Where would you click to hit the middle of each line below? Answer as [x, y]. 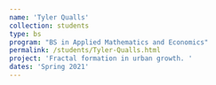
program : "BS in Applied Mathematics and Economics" [109, 42]
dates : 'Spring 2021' [49, 67]
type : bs [25, 34]
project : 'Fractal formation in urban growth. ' [101, 58]
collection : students [49, 26]
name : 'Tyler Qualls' [49, 17]
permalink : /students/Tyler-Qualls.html [85, 50]
